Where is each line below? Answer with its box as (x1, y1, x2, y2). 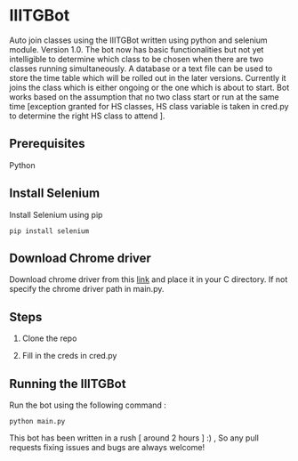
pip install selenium (9, 226, 90, 236)
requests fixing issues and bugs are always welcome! (9, 442, 205, 452)
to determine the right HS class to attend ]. (9, 110, 165, 121)
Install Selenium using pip (9, 209, 103, 220)
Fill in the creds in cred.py (21, 351, 117, 361)
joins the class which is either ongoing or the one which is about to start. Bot (9, 82, 290, 93)
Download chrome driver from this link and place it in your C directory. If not (9, 274, 288, 285)
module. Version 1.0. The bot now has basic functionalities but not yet (9, 44, 264, 54)
